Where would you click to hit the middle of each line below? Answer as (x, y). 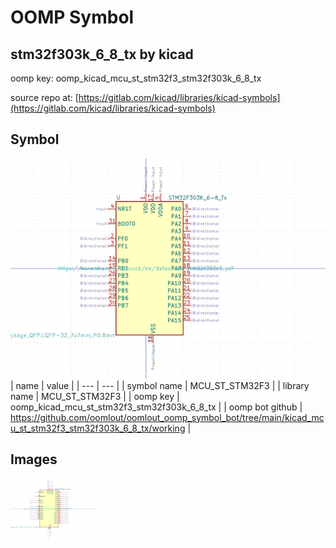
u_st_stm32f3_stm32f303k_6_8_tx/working (98, 428)
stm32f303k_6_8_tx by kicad (102, 54)
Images (34, 459)
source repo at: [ (44, 97)
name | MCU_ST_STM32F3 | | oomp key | (95, 396)
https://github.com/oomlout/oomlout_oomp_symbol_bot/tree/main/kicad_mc (167, 417)
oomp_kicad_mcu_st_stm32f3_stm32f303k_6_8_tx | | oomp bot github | (156, 407)
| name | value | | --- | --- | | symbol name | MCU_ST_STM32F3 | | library (160, 385)
